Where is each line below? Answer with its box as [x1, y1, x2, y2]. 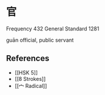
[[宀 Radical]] [14, 82, 47, 89]
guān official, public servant [6, 36, 74, 43]
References [6, 53, 50, 63]
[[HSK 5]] [14, 69, 38, 76]
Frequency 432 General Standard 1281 [6, 25, 99, 32]
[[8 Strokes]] [14, 75, 46, 82]
